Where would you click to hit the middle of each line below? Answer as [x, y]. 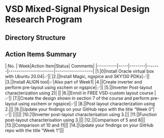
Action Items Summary [41, 54]
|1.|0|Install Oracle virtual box [125, 71]
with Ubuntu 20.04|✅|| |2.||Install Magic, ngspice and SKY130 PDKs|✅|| [77, 77]
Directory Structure [35, 38]
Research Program [44, 19]
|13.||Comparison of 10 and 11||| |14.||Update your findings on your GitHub [79, 125]
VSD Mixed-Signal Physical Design [78, 9]
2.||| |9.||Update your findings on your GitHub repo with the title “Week [76, 110]
